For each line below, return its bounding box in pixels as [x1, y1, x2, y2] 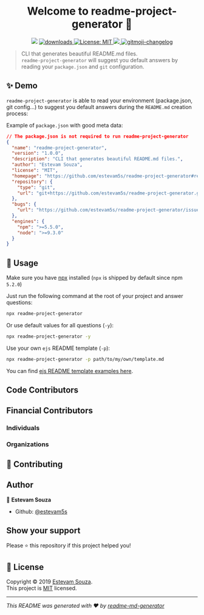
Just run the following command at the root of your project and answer [6, 293, 183, 300]
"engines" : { [12, 218, 45, 224]
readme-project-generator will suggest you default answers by [21, 56, 178, 63]
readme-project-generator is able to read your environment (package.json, [6, 96, 193, 104]
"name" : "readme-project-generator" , [12, 144, 107, 151]
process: [6, 110, 29, 117]
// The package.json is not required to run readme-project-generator [6, 133, 189, 140]
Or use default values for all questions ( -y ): [6, 321, 114, 329]
